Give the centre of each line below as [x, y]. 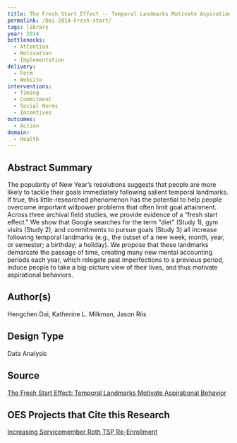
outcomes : [22, 119]
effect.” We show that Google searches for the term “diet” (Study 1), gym [113, 222]
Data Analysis [27, 353]
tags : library [28, 27]
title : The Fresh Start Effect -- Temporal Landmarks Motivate [102, 14]
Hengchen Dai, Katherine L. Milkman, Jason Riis [77, 314]
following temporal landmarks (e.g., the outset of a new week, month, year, [116, 237]
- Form [23, 73]
